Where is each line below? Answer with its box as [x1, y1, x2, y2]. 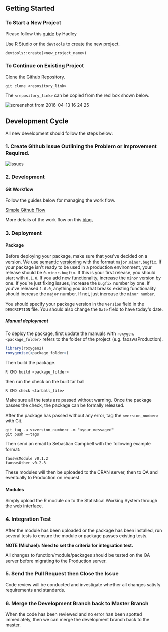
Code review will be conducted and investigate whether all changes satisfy [5, 581, 161, 587]
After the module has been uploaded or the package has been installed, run [5, 527, 162, 533]
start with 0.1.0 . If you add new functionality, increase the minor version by [5, 275, 161, 281]
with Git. [5, 418, 23, 424]
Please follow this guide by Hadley [5, 30, 77, 37]
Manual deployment [5, 318, 49, 324]
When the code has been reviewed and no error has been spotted [5, 611, 142, 617]
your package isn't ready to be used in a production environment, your [5, 264, 152, 270]
